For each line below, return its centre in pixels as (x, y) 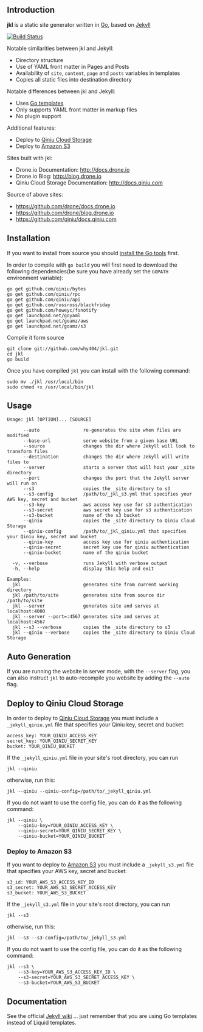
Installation (29, 238)
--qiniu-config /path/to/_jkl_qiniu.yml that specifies (105, 532)
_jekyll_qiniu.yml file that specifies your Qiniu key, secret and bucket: (96, 725)
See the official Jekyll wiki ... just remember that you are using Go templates (102, 1016)
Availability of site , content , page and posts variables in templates (98, 73)
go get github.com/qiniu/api (44, 300)
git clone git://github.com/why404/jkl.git (63, 349)
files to (18, 462)
